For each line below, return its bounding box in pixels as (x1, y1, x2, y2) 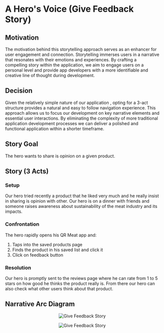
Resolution (5, 264, 31, 271)
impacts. (5, 208, 23, 214)
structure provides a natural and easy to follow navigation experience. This (5, 104, 156, 111)
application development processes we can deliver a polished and (5, 120, 139, 126)
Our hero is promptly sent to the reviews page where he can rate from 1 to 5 (5, 275, 158, 281)
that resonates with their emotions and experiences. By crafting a (5, 57, 137, 62)
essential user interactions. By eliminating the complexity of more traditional (5, 115, 158, 121)
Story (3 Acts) (5, 167, 49, 176)
